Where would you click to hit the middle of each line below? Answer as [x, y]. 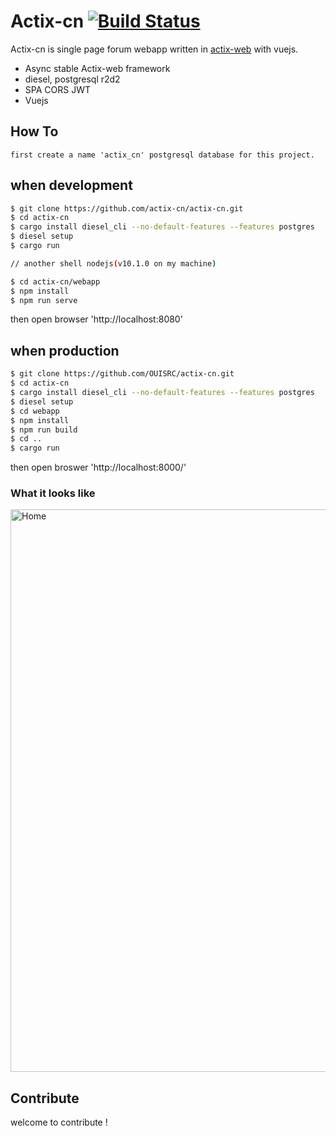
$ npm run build [44, 430]
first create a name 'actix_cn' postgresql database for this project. [162, 155]
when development [71, 185]
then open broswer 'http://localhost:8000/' [98, 467]
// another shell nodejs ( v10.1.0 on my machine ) [113, 263]
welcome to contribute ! [59, 1122]
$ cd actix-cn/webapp [55, 281]
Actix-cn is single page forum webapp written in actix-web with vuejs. [154, 49]
